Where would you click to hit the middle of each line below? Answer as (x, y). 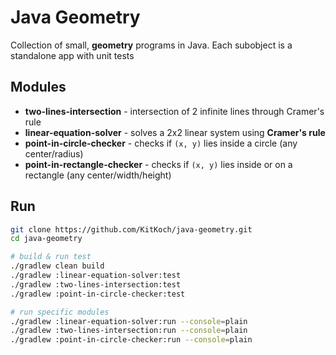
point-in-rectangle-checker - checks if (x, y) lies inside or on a (158, 164)
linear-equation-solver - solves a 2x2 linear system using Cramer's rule (175, 132)
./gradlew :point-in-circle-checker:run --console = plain (131, 340)
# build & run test (51, 257)
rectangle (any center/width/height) (98, 175)
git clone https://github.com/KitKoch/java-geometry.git (131, 229)
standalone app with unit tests (72, 55)
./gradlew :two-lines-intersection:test (96, 284)
